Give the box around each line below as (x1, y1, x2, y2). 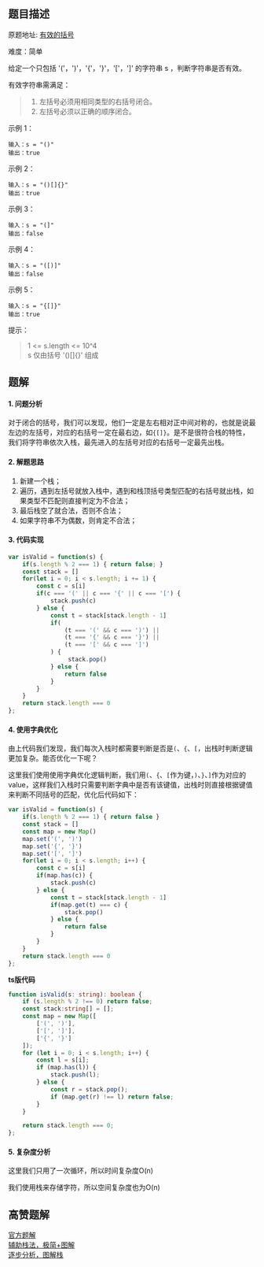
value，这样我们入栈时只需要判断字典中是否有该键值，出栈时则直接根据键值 (8, 780, 253, 790)
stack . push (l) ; (49, 1071, 101, 1079)
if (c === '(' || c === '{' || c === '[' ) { (36, 590, 181, 598)
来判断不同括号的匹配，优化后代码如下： (8, 790, 139, 799)
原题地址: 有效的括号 (8, 30, 75, 39)
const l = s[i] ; (36, 1056, 90, 1065)
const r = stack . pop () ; (49, 1085, 128, 1093)
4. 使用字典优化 (8, 724, 58, 734)
